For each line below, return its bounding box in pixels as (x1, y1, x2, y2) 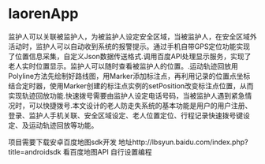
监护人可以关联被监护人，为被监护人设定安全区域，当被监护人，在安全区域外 (8, 32, 257, 41)
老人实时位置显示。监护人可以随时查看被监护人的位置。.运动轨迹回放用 (8, 61, 239, 71)
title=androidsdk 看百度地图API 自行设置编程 (8, 147, 152, 156)
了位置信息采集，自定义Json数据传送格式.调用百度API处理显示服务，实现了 (8, 51, 252, 61)
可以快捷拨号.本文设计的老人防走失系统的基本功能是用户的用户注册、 (28, 100, 252, 110)
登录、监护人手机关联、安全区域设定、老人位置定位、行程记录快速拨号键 (8, 110, 243, 120)
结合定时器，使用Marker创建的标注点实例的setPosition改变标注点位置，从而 (8, 80, 254, 91)
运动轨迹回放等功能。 (28, 120, 99, 130)
